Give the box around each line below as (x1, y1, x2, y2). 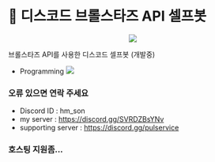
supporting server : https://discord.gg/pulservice (19, 123, 179, 133)
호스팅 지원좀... (8, 144, 63, 155)
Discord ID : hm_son (19, 106, 85, 115)
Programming (19, 66, 65, 76)
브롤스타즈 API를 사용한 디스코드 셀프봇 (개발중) (8, 49, 156, 59)
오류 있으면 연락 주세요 (8, 88, 89, 99)
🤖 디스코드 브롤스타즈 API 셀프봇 (8, 7, 207, 25)
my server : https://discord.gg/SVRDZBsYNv (19, 115, 164, 124)
